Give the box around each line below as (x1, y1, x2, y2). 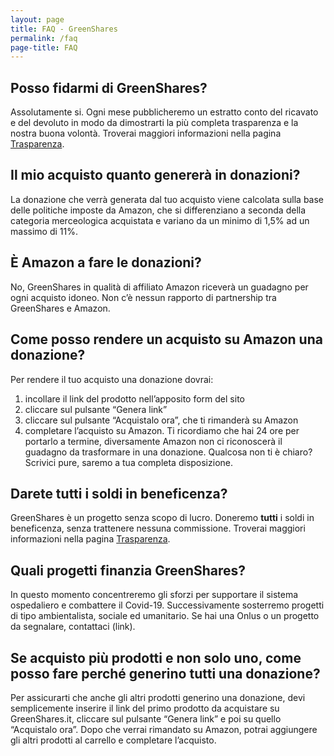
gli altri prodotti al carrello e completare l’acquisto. (10, 734, 217, 746)
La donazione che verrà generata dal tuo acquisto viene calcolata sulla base (10, 193, 325, 205)
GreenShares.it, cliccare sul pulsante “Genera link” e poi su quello (10, 712, 282, 725)
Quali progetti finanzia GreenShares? (10, 562, 247, 579)
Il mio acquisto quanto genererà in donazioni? (10, 167, 301, 184)
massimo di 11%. (10, 225, 78, 237)
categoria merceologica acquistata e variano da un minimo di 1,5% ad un (10, 214, 310, 226)
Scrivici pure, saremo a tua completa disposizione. (24, 456, 233, 468)
